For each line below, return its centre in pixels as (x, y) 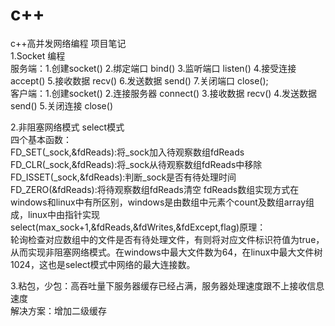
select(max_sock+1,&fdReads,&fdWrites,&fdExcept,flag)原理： (138, 227)
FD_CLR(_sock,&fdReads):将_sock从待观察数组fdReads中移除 (136, 164)
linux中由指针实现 (63, 214)
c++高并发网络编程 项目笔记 (68, 43)
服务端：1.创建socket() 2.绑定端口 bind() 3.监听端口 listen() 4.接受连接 (153, 68)
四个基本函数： (41, 139)
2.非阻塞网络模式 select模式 (67, 127)
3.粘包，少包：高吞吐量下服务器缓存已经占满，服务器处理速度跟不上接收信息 (167, 285)
